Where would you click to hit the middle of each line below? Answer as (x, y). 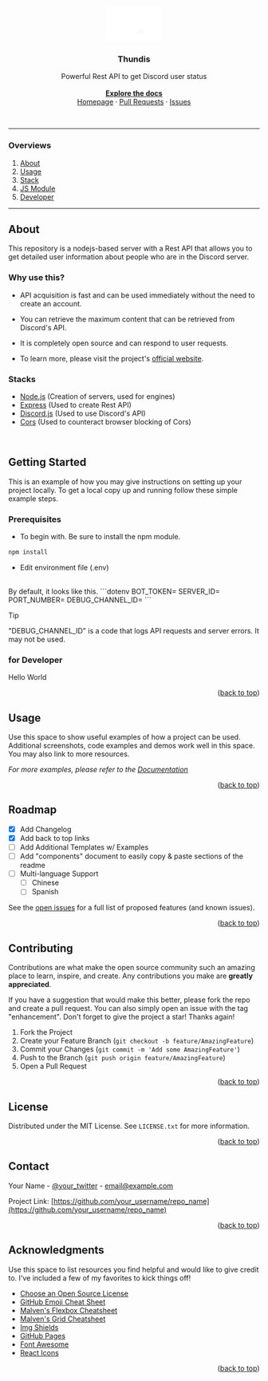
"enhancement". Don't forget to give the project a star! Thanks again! (122, 1017)
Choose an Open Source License (74, 1293)
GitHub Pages (43, 1336)
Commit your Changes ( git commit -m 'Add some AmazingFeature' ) (130, 1049)
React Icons (39, 1352)
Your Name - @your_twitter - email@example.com (91, 1186)
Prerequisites (35, 519)
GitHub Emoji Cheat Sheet (63, 1302)
